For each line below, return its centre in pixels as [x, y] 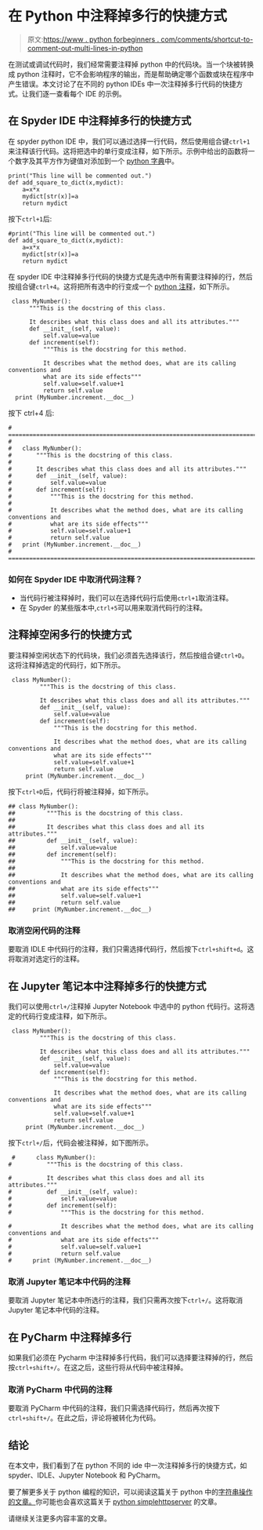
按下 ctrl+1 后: [30, 219]
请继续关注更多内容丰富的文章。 [59, 1518]
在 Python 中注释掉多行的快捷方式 [118, 16]
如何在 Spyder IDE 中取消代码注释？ [76, 579]
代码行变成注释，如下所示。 [66, 1016]
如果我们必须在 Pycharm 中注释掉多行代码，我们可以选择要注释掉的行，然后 [131, 1357]
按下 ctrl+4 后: [31, 413]
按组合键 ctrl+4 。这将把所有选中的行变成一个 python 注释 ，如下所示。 [121, 286]
